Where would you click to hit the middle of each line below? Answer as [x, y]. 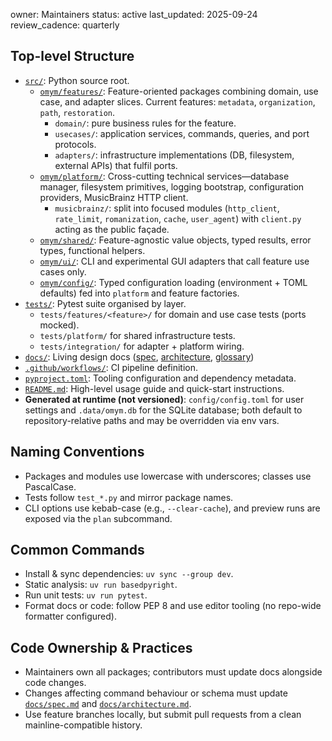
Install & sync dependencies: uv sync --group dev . [129, 574]
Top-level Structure [72, 56]
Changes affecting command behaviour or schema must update [156, 693]
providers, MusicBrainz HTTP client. [114, 197]
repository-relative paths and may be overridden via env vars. [152, 420]
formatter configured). [70, 616]
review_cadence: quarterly [65, 25]
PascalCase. [50, 486]
